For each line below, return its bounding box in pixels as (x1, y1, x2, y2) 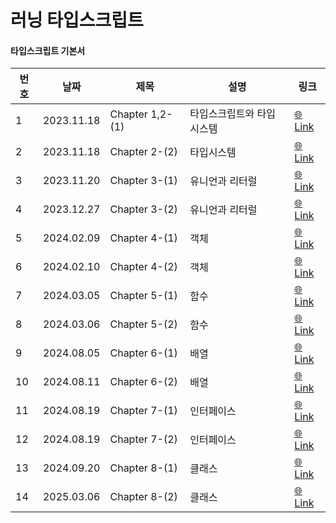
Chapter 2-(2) (109, 145, 178, 159)
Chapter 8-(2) (109, 490, 178, 504)
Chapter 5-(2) (109, 317, 178, 331)
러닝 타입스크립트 (10, 9, 144, 32)
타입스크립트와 (189, 107, 255, 121)
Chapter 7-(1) (109, 404, 178, 418)
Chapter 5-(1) (109, 289, 178, 303)
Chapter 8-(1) (109, 461, 178, 475)
